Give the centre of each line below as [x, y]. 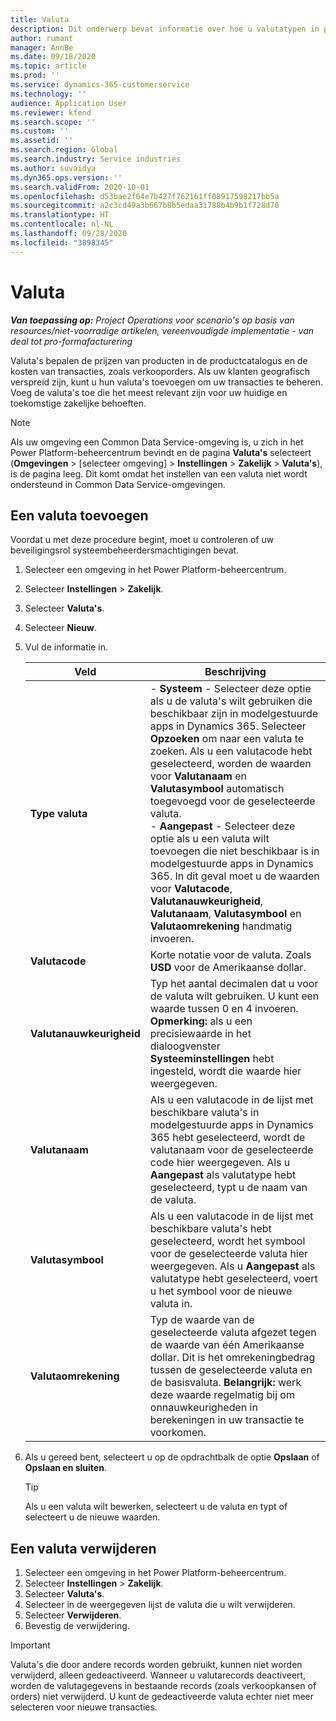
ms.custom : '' [40, 131]
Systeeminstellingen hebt [212, 1059]
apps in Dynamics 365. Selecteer [228, 726]
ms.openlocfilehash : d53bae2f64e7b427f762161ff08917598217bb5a [145, 196]
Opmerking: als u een [201, 1021]
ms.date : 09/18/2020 [53, 57]
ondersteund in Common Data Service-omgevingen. [118, 484]
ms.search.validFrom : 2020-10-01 [80, 187]
